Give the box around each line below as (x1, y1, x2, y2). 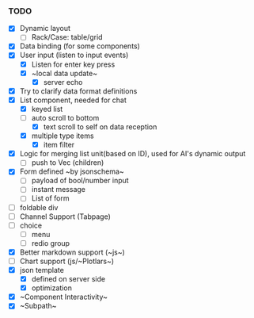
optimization (31, 283, 73, 293)
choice (19, 220, 43, 230)
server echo (43, 77, 83, 86)
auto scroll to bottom (31, 113, 100, 122)
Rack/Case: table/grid (31, 33, 103, 42)
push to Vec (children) (31, 158, 104, 167)
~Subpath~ (19, 301, 57, 311)
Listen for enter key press (31, 59, 116, 69)
